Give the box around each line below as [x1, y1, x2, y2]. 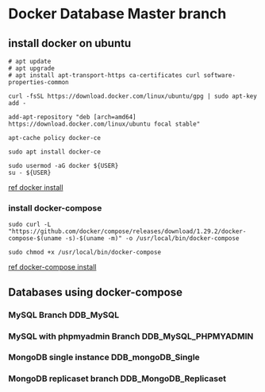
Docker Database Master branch [8, 5, 227, 23]
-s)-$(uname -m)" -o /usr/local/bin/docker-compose [64, 235, 240, 243]
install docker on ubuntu [8, 37, 132, 50]
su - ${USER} [8, 169, 52, 177]
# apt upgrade [8, 64, 56, 72]
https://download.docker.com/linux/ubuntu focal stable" [8, 120, 201, 128]
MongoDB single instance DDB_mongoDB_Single [8, 351, 200, 363]
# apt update [8, 57, 52, 65]
